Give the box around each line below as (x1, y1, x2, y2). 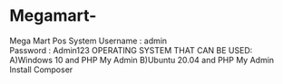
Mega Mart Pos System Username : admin (9, 35, 168, 46)
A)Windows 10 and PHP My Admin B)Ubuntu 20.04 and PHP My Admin (9, 54, 275, 65)
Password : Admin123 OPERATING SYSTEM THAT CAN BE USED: (9, 44, 253, 55)
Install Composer (9, 64, 73, 75)
